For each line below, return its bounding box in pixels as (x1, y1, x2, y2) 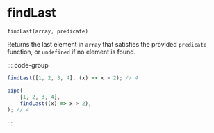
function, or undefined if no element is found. (7, 47, 136, 56)
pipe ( (7, 87, 23, 94)
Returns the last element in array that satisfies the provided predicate (7, 40, 207, 48)
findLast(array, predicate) (7, 28, 89, 35)
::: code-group (7, 61, 49, 69)
